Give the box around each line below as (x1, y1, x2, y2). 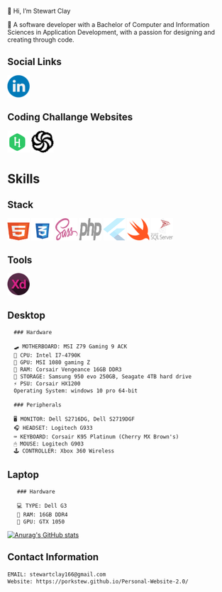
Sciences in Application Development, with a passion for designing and (7, 28, 215, 36)
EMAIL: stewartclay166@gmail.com (7, 571, 106, 578)
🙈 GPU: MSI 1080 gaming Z (13, 359, 91, 366)
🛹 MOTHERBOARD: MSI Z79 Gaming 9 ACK (13, 343, 128, 351)
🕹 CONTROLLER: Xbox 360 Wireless (13, 448, 115, 455)
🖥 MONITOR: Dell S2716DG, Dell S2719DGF (13, 416, 135, 423)
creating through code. (7, 35, 74, 44)
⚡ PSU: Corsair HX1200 (13, 380, 81, 387)
